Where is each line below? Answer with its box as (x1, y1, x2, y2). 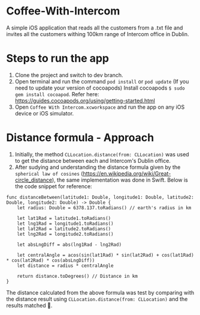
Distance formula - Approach (6, 131, 154, 145)
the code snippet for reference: (14, 182, 92, 190)
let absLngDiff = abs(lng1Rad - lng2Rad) (17, 242, 122, 248)
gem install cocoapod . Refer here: (14, 90, 99, 97)
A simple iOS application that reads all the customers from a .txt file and (6, 24, 183, 31)
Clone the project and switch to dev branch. (14, 71, 124, 79)
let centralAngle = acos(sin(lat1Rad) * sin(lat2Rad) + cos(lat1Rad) (17, 252, 195, 258)
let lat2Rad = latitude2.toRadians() (17, 225, 111, 232)
